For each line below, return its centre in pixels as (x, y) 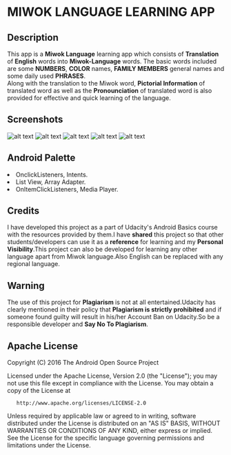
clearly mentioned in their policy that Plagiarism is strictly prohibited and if (114, 310)
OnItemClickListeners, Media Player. (67, 189)
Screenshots (35, 120)
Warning (26, 286)
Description (33, 38)
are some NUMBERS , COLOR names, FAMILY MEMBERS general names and (116, 69)
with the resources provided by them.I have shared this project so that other (115, 234)
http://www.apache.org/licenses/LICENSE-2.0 (81, 403)
